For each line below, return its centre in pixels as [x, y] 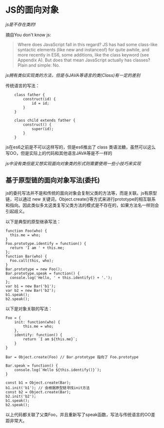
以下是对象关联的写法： [29, 308]
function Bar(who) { [27, 256]
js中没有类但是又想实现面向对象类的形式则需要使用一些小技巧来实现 [73, 163]
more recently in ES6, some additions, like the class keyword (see [83, 55]
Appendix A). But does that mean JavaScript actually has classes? [84, 60]
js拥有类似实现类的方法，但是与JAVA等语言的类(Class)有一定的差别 [73, 75]
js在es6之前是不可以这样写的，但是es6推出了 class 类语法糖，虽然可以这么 [81, 147]
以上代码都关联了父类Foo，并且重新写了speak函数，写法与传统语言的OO [78, 414]
